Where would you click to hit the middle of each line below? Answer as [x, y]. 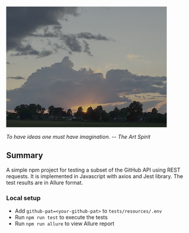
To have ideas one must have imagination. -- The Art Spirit [78, 137]
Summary [25, 156]
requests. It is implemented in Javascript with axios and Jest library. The [95, 176]
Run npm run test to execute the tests [61, 218]
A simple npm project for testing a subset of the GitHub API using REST [93, 170]
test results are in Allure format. [45, 182]
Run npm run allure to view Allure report [64, 223]
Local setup [23, 198]
